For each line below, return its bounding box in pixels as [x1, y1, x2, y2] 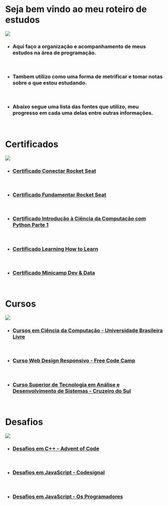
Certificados [5, 139, 58, 150]
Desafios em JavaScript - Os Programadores [12, 493, 123, 500]
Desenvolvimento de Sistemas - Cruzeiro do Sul [12, 387, 131, 394]
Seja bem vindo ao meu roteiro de [5, 4, 147, 15]
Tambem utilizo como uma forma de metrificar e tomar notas [12, 73, 163, 80]
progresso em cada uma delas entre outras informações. [12, 109, 153, 116]
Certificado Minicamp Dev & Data [12, 269, 95, 276]
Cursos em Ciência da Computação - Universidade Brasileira [12, 327, 163, 334]
